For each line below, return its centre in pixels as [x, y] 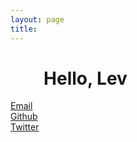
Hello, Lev [85, 78]
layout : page [37, 19]
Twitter [25, 127]
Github [24, 117]
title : [24, 29]
